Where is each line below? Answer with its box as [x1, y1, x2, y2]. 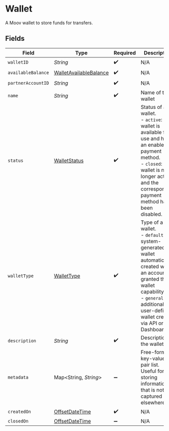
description [8, 338, 37, 343]
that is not [140, 386, 164, 393]
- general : [140, 294, 165, 301]
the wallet [140, 340, 164, 347]
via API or [140, 320, 163, 327]
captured [140, 393, 162, 400]
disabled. [140, 210, 162, 217]
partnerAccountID [8, 80, 49, 86]
